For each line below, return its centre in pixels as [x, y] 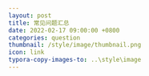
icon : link [26, 52]
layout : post [30, 15]
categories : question [44, 38]
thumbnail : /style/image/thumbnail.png [75, 45]
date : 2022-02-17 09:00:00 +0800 [64, 30]
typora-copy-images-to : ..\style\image [75, 60]
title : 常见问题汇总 [39, 23]
